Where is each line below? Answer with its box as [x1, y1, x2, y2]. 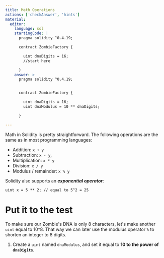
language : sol [14, 26, 44, 31]
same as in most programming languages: [5, 137, 92, 143]
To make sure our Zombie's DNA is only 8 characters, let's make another [5, 221, 156, 227]
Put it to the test [5, 204, 73, 216]
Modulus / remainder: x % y [12, 168, 70, 174]
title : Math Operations [5, 7, 55, 13]
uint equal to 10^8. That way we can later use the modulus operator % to [5, 226, 154, 232]
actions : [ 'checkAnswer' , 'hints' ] [5, 12, 80, 17]
